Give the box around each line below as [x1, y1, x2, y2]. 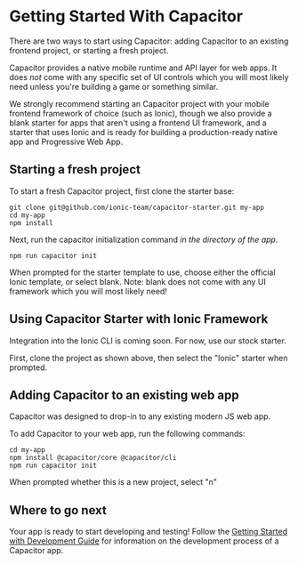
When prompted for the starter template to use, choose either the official [9, 267, 276, 278]
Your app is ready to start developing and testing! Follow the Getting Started [9, 527, 287, 537]
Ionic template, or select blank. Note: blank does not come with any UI [9, 276, 267, 286]
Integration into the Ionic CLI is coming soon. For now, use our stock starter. [9, 335, 286, 346]
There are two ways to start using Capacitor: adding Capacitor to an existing [9, 36, 289, 46]
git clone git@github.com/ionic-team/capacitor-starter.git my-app [9, 203, 265, 212]
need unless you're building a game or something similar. [9, 81, 219, 92]
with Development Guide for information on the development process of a [9, 536, 279, 546]
